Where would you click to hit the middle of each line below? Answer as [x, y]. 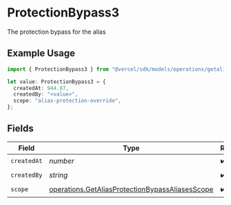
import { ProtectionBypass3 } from [58, 69]
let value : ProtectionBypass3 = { [57, 82]
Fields [21, 129]
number [62, 161]
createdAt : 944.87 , [41, 88]
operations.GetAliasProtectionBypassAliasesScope [131, 189]
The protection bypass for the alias [57, 32]
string [58, 175]
